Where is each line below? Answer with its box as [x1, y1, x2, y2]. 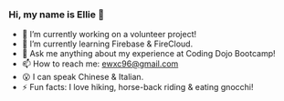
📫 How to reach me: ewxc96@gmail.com [21, 58, 179, 69]
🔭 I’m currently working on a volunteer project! [21, 29, 197, 40]
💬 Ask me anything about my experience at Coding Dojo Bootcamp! [21, 48, 276, 59]
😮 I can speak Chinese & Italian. [21, 72, 144, 83]
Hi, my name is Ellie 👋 [8, 8, 105, 21]
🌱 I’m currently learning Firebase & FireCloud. [21, 38, 194, 49]
